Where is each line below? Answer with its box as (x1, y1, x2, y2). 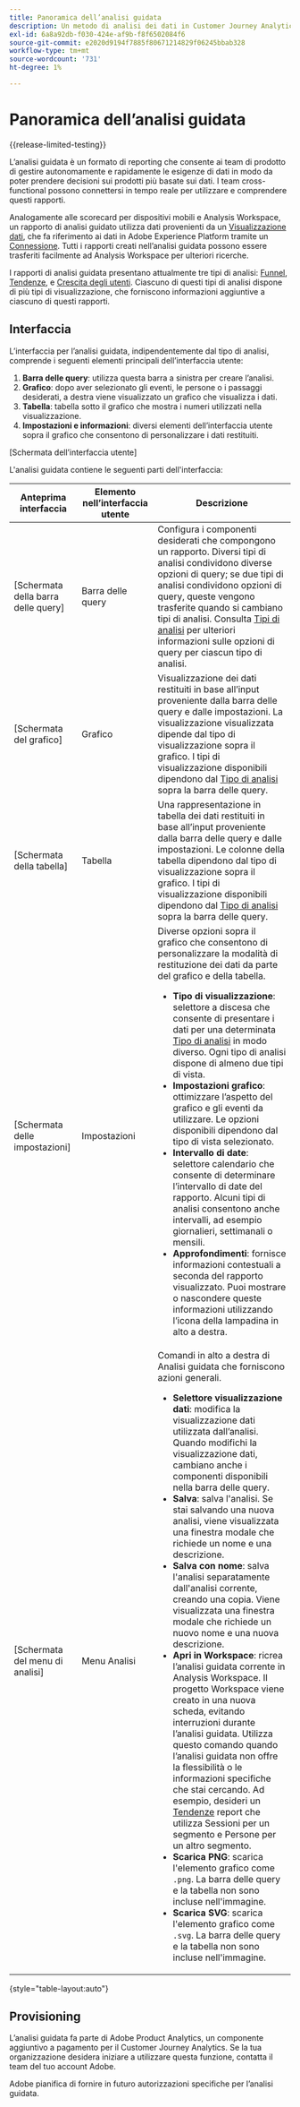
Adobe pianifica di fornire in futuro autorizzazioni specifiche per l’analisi (9, 2078, 274, 2089)
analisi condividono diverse (157, 556, 272, 569)
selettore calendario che (172, 1157, 275, 1169)
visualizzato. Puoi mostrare (172, 1280, 287, 1293)
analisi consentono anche (172, 1202, 280, 1214)
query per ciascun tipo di (157, 646, 262, 658)
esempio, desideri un (172, 1794, 261, 1807)
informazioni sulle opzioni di (157, 635, 275, 647)
